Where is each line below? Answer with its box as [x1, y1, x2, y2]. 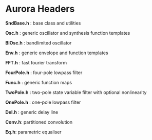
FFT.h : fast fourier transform [5, 59, 67, 65]
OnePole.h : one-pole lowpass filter [5, 99, 81, 105]
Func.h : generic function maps [5, 79, 72, 85]
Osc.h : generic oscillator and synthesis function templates [5, 30, 130, 36]
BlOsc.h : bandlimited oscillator [5, 39, 72, 46]
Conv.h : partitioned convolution [5, 119, 73, 125]
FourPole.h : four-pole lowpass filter [5, 69, 83, 76]
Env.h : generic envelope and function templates [5, 50, 109, 56]
